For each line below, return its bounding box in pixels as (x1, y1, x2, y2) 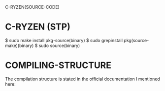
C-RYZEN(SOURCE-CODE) (5, 4, 60, 10)
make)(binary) (5, 43, 34, 48)
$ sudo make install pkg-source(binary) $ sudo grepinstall (5, 37, 123, 43)
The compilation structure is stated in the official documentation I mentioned (5, 76, 160, 82)
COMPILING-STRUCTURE (5, 60, 112, 71)
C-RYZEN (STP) (5, 22, 70, 32)
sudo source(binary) (38, 43, 80, 48)
